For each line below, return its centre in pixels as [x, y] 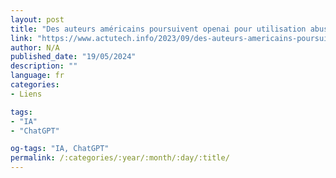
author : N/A [35, 47]
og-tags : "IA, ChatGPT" [60, 149]
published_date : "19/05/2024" [73, 57]
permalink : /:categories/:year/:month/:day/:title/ [120, 158]
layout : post [37, 19]
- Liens [26, 94]
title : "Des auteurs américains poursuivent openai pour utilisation [158, 29]
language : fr [37, 76]
